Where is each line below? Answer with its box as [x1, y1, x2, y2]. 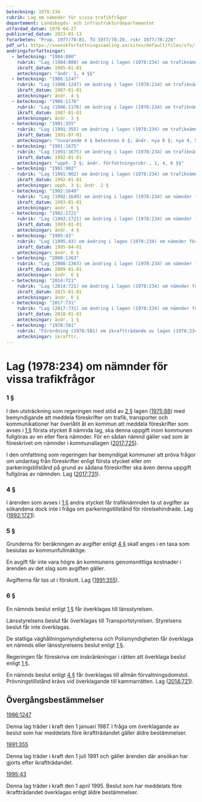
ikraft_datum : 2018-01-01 [17, 311, 82, 317]
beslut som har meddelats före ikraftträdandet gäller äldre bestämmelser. [6, 729, 188, 736]
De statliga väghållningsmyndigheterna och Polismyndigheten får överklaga [6, 635, 194, 642]
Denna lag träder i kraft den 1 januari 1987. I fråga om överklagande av [6, 723, 179, 730]
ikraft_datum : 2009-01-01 [17, 266, 82, 273]
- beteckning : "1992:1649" [11, 188, 79, 194]
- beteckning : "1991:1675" [11, 143, 79, 149]
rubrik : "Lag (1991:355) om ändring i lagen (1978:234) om [17, 126, 168, 132]
